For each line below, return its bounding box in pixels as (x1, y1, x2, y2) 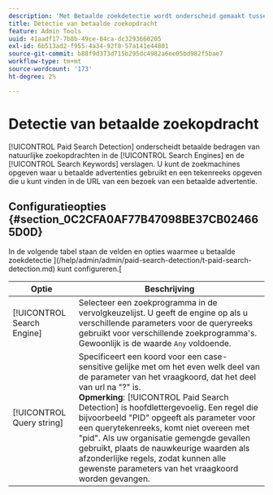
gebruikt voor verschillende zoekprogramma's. (78, 327, 258, 339)
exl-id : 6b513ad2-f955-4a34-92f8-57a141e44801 (8, 42, 169, 50)
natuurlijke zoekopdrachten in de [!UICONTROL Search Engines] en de (8, 150, 245, 160)
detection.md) (8, 264, 55, 274)
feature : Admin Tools (8, 27, 82, 35)
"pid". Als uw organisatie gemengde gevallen (78, 432, 250, 444)
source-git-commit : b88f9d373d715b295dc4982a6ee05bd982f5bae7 (8, 50, 223, 58)
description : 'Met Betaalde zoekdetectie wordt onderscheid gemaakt (8, 11, 245, 20)
